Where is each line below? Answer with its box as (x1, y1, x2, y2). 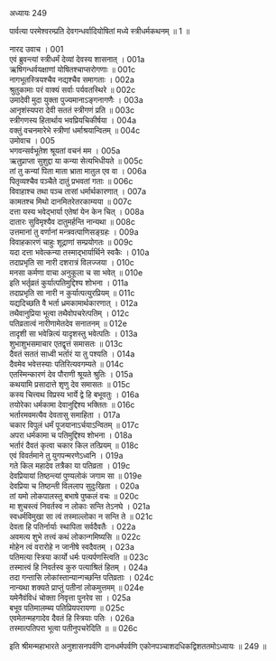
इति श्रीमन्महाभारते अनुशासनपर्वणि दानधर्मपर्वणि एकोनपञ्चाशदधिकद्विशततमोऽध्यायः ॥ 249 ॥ (9, 641, 267, 651)
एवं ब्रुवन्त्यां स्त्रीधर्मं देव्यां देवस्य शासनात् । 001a (9, 54, 145, 64)
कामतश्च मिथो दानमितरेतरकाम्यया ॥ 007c (9, 196, 133, 207)
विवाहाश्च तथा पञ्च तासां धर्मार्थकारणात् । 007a (9, 186, 147, 197)
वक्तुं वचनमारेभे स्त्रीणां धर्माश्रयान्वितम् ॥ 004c (9, 126, 141, 135)
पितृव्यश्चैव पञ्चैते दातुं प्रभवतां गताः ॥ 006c (9, 176, 133, 186)
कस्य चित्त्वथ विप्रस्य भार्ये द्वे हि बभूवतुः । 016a (9, 389, 140, 400)
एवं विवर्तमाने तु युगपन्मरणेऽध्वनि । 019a (9, 451, 124, 461)
